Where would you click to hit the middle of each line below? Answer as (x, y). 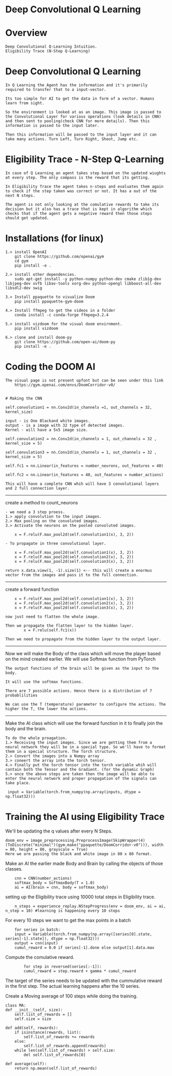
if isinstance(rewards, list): (48, 1032)
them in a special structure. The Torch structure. (61, 751)
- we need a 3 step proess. (35, 512)
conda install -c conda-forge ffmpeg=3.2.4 (62, 315)
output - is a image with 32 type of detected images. (65, 425)
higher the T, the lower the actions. (47, 709)
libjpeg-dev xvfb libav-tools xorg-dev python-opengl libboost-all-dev (83, 284)
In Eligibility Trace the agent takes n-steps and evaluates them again (84, 186)
